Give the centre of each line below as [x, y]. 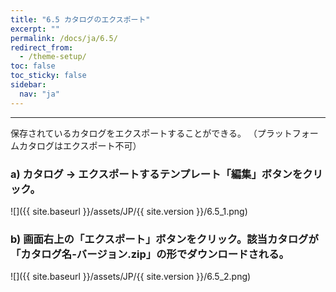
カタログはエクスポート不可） [80, 145]
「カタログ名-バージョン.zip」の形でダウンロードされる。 [150, 254]
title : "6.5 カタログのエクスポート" [80, 19]
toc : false [33, 66]
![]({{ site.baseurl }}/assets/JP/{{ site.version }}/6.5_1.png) [129, 211]
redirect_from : [42, 47]
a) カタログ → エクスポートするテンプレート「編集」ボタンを [156, 174]
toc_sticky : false [48, 76]
